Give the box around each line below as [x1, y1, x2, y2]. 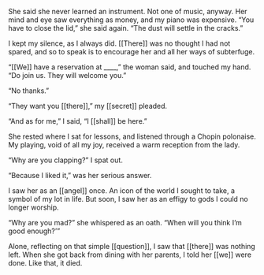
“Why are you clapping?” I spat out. [8, 155, 124, 165]
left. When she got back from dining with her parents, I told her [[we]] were [8, 250, 252, 259]
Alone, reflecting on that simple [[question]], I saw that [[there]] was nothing [8, 242, 256, 251]
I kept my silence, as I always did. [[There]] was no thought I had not [8, 39, 231, 48]
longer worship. [8, 203, 59, 212]
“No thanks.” [8, 86, 50, 95]
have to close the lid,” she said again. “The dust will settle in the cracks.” [8, 24, 244, 32]
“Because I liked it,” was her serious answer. [8, 171, 152, 180]
